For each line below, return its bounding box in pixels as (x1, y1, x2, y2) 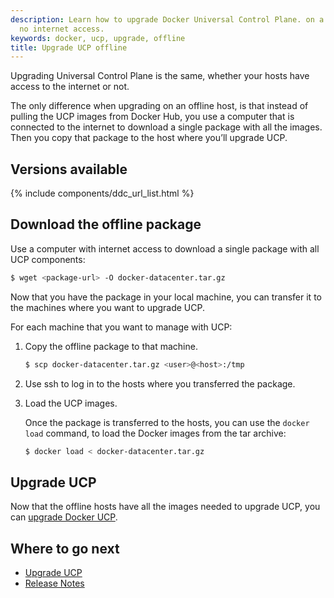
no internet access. (19, 24, 105, 34)
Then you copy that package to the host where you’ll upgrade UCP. (10, 132, 288, 144)
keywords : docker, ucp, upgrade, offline (10, 33, 186, 43)
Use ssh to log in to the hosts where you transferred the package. (24, 377, 296, 390)
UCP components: (10, 253, 86, 265)
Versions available (10, 161, 128, 178)
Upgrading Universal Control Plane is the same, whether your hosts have (10, 70, 310, 82)
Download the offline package (10, 216, 202, 233)
